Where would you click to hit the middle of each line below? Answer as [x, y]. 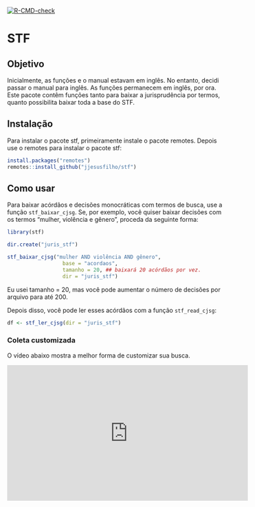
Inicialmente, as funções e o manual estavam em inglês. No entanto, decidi [113, 80]
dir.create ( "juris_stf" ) [43, 245]
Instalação [30, 124]
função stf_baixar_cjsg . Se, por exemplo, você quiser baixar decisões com [114, 212]
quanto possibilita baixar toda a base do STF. [71, 102]
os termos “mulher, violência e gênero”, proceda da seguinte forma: [103, 220]
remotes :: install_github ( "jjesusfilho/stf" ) [72, 167]
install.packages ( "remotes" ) [49, 161]
